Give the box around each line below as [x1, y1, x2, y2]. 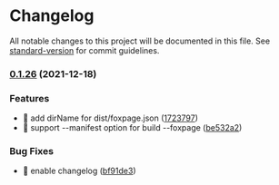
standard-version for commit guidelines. [9, 44, 160, 55]
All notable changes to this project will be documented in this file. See [9, 35, 271, 46]
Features [9, 92, 50, 104]
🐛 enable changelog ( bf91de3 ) [22, 165, 136, 177]
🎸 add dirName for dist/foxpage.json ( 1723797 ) [22, 112, 198, 123]
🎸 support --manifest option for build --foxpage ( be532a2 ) [22, 122, 243, 133]
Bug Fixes [9, 145, 55, 158]
